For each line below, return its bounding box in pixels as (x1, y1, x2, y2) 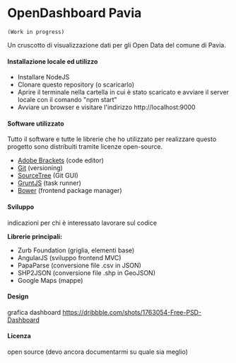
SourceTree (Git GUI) (17, 172, 79, 180)
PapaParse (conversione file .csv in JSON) (17, 261, 141, 269)
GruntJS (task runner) (17, 179, 81, 187)
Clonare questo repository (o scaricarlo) (17, 80, 135, 89)
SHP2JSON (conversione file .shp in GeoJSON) (17, 268, 156, 277)
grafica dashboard (7, 308, 61, 316)
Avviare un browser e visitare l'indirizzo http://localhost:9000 (17, 103, 196, 111)
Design (7, 292, 29, 301)
